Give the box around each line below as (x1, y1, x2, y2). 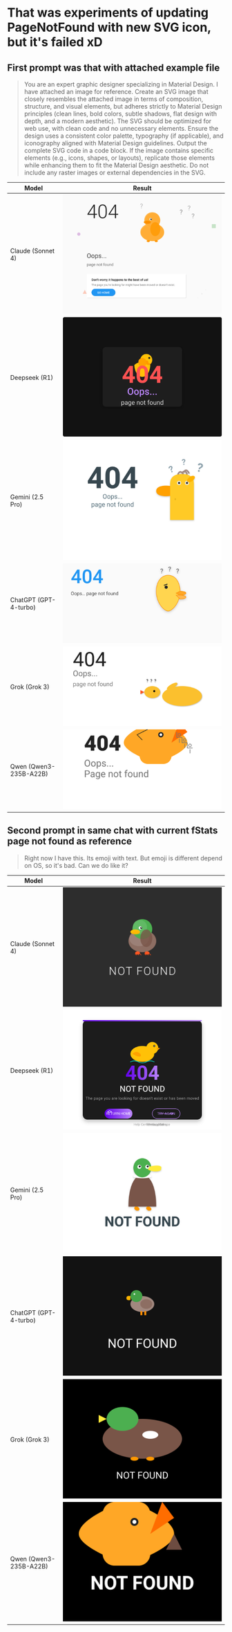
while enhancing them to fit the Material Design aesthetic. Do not (23, 161, 209, 169)
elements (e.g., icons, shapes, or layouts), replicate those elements (23, 154, 215, 162)
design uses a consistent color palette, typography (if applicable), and (23, 132, 224, 140)
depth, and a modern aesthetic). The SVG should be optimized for (23, 117, 212, 125)
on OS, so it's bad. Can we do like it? (23, 861, 129, 869)
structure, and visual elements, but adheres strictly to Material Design (23, 102, 222, 110)
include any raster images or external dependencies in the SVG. (23, 168, 206, 176)
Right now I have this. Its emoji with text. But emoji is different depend (23, 853, 223, 862)
